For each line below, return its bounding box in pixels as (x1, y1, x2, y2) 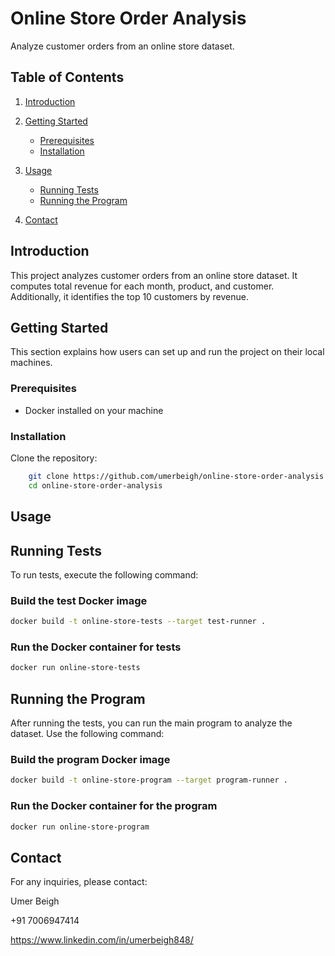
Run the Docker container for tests (10, 640, 182, 654)
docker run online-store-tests (10, 663, 141, 673)
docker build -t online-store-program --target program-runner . (10, 775, 288, 786)
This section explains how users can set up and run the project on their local (10, 346, 325, 358)
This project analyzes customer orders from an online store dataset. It (10, 269, 298, 281)
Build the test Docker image (10, 593, 148, 607)
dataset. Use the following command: (10, 728, 165, 740)
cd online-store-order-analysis (28, 480, 163, 491)
